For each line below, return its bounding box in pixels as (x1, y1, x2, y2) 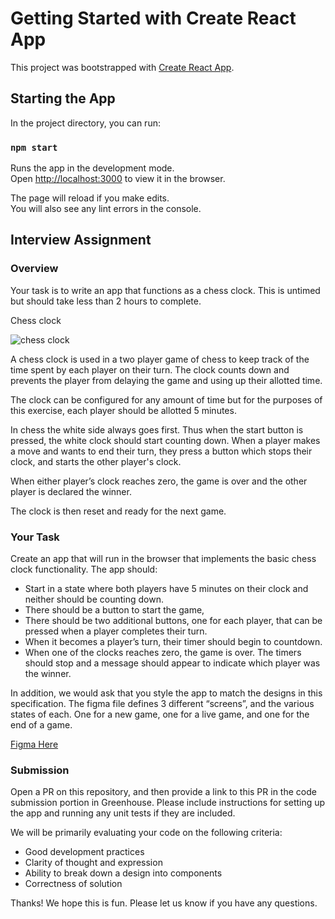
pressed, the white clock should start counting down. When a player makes (10, 434, 321, 446)
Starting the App (10, 90, 116, 107)
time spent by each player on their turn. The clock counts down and (10, 363, 290, 376)
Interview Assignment (10, 232, 152, 249)
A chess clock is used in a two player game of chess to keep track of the (10, 353, 310, 365)
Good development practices (24, 846, 145, 858)
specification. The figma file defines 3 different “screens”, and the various (10, 698, 315, 710)
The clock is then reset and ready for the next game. (10, 505, 227, 517)
